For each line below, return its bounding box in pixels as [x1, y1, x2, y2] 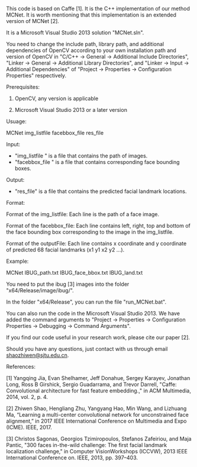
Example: [6, 257, 29, 265]
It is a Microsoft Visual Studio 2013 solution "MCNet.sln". [6, 29, 144, 36]
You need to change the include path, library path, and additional [6, 41, 164, 47]
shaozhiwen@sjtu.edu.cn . [6, 352, 69, 359]
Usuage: [6, 118, 27, 125]
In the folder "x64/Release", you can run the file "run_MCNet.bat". [6, 298, 167, 305]
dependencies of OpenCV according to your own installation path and [6, 47, 176, 54]
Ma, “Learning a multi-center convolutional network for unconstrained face [6, 411, 189, 418]
